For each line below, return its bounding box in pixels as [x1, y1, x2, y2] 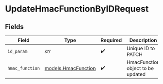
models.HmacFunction [44, 65, 96, 71]
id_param [7, 49, 28, 54]
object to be [126, 65, 154, 71]
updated [126, 71, 146, 78]
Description [129, 37, 157, 43]
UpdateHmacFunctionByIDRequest [5, 3, 149, 14]
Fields [5, 23, 24, 31]
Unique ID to [126, 45, 155, 52]
